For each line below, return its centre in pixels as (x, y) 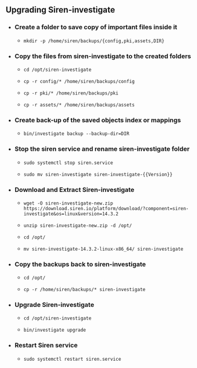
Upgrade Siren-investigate (54, 305)
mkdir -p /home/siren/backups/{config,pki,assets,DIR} (94, 41)
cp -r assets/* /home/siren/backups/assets (79, 105)
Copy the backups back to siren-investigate (80, 264)
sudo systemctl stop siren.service (68, 163)
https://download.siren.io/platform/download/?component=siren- (106, 208)
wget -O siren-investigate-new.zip (68, 203)
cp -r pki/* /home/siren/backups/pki (71, 93)
